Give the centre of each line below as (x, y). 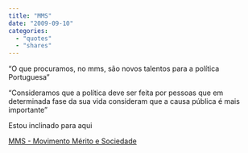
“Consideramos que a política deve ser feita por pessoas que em (116, 93)
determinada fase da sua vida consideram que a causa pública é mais (124, 101)
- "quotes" (34, 38)
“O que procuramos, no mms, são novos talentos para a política (114, 68)
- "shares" (34, 46)
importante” (28, 110)
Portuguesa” (29, 77)
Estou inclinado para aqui (50, 126)
